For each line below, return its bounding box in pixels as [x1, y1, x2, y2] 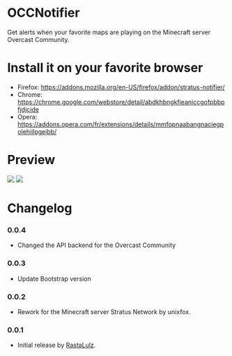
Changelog [7, 200, 72, 216]
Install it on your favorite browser [7, 60, 203, 76]
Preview [7, 152, 56, 168]
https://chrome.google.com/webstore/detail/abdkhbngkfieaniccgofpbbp [17, 98, 225, 106]
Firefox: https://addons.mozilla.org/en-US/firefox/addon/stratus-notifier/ [17, 82, 225, 91]
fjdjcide [17, 105, 40, 113]
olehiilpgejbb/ [17, 127, 57, 135]
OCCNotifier [7, 5, 80, 21]
